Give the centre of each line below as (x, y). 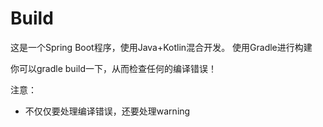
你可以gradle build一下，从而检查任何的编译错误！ (113, 68)
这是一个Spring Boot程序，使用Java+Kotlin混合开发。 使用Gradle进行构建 (161, 47)
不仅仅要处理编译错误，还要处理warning (107, 111)
